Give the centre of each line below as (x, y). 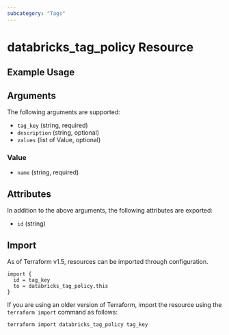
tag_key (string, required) (52, 125)
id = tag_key (32, 280)
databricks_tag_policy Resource (100, 47)
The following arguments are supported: (64, 112)
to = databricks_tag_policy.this (61, 286)
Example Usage (41, 72)
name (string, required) (48, 172)
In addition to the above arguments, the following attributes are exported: (110, 211)
